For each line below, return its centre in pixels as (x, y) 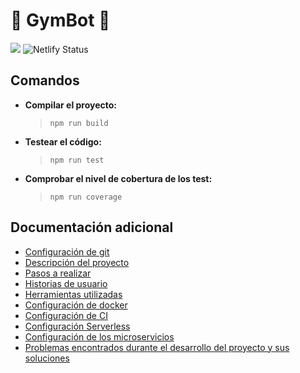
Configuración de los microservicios (99, 336)
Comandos (45, 80)
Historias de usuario (66, 283)
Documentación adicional (92, 227)
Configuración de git (67, 251)
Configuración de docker (76, 305)
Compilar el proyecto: (71, 105)
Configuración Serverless (77, 326)
